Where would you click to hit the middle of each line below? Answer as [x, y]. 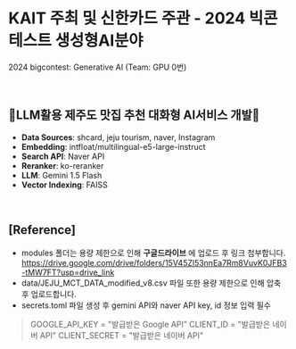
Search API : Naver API [63, 156]
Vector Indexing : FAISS [64, 185]
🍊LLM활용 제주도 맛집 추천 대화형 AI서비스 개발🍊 [134, 116]
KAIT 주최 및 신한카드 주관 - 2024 [127, 18]
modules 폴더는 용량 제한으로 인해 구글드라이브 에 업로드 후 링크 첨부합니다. [153, 253]
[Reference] [42, 230]
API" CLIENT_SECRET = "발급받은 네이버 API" [122, 335]
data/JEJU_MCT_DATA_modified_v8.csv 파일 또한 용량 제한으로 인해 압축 [151, 283]
